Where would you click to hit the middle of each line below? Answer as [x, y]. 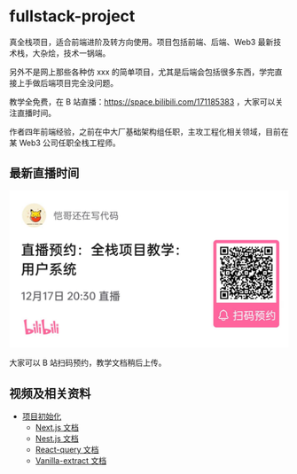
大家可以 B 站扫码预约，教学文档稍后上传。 [88, 363]
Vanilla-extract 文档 [71, 461]
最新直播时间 [44, 173]
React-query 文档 [67, 450]
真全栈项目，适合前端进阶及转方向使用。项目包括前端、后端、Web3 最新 [141, 42]
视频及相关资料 [50, 393]
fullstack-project [72, 16]
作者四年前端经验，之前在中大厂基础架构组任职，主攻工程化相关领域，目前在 [149, 131]
